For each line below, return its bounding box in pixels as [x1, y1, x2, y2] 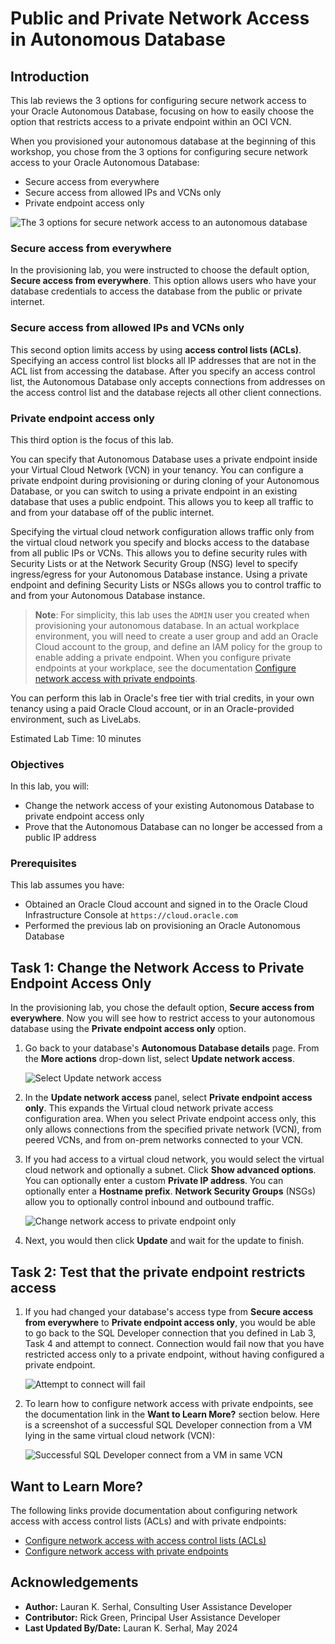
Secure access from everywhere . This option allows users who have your [10, 275, 317, 287]
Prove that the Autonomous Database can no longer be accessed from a [24, 821, 323, 833]
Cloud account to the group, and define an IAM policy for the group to [34, 640, 323, 652]
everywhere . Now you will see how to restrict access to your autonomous [10, 1012, 316, 1024]
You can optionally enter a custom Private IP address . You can [24, 1175, 284, 1187]
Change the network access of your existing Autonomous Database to [24, 800, 315, 812]
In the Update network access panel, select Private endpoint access [24, 1092, 313, 1104]
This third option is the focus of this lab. [10, 433, 174, 446]
